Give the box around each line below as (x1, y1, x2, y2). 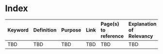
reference (100, 33, 124, 39)
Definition (33, 26, 57, 33)
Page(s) (100, 20, 119, 27)
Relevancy (128, 33, 153, 39)
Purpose (61, 26, 81, 33)
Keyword (7, 26, 29, 33)
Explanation (128, 20, 157, 27)
